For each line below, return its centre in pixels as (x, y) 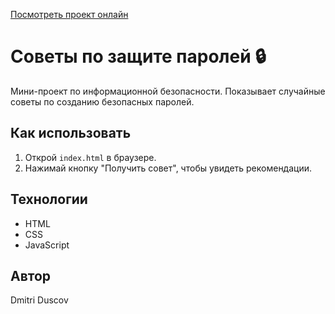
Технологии (49, 199)
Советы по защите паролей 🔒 (138, 56)
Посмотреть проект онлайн (69, 14)
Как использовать (71, 133)
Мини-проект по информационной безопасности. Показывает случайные (168, 91)
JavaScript (47, 245)
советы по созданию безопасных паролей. (102, 101)
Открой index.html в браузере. (90, 157)
